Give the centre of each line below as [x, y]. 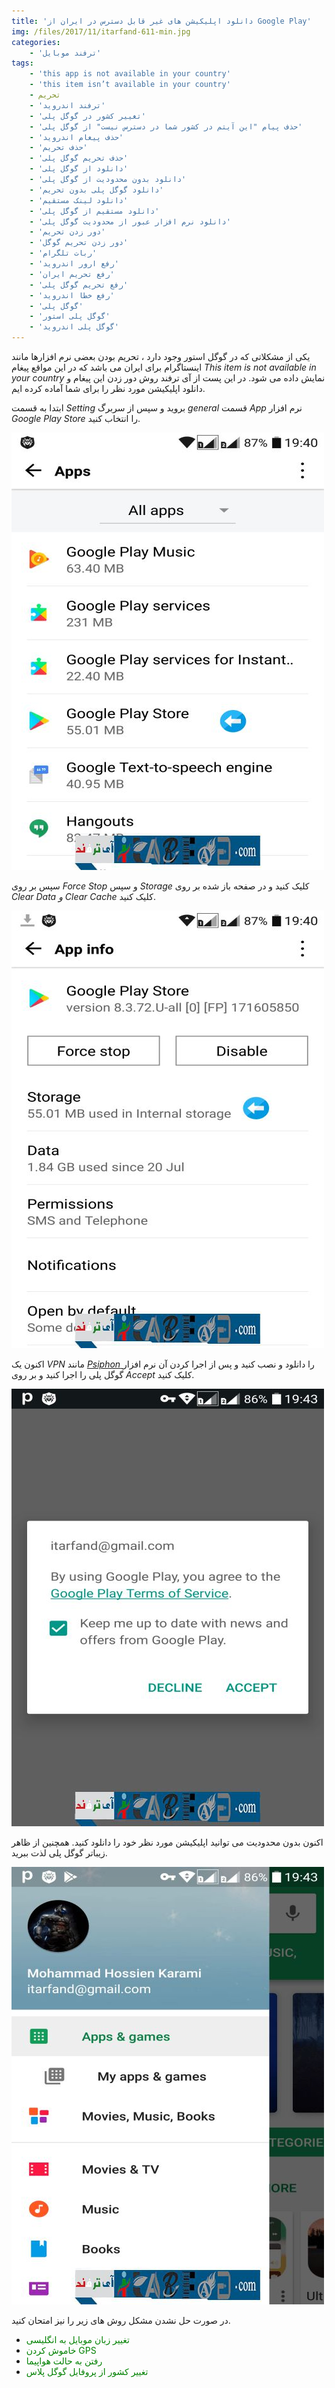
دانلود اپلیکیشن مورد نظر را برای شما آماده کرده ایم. [108, 388]
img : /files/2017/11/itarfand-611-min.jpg [101, 31]
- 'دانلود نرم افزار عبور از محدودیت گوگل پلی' [130, 221]
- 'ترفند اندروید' [67, 105]
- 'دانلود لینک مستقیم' [79, 200]
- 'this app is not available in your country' [130, 74]
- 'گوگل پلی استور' [70, 316]
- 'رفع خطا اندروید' [72, 295]
